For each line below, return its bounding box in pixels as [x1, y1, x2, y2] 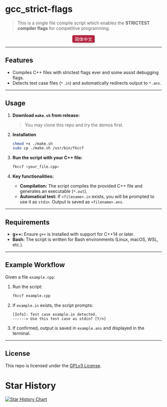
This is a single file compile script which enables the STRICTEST [17, 20, 150, 26]
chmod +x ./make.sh [12, 141, 53, 146]
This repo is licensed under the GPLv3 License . [5, 362, 102, 369]
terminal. [12, 330, 31, 336]
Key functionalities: [12, 173, 54, 180]
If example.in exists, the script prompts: [12, 302, 93, 308]
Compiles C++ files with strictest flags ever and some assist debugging [12, 69, 159, 75]
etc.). [12, 242, 23, 247]
